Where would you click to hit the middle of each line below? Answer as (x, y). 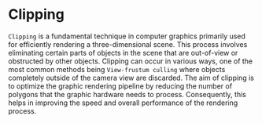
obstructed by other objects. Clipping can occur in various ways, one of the (131, 61)
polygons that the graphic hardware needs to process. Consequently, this (127, 94)
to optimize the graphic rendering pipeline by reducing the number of (120, 86)
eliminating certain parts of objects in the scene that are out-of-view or (123, 52)
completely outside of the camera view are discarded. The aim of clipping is (131, 78)
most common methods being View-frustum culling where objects (117, 69)
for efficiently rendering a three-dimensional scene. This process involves (128, 44)
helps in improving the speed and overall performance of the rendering (123, 103)
